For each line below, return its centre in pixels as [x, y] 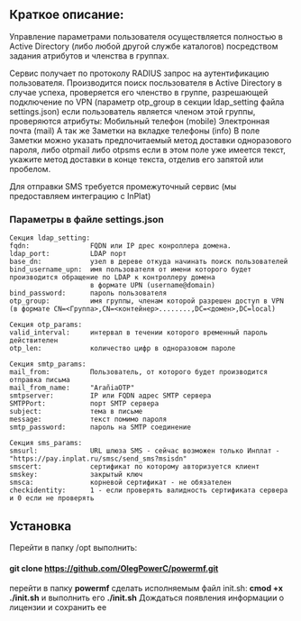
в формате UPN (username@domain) [153, 286]
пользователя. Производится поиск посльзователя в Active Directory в [146, 82]
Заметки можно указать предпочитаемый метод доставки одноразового [150, 140]
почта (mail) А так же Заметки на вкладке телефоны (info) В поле [135, 131]
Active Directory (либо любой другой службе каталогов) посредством [144, 46]
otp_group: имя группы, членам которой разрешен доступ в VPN [146, 301]
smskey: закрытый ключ [76, 475]
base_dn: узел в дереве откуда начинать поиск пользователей [149, 262]
